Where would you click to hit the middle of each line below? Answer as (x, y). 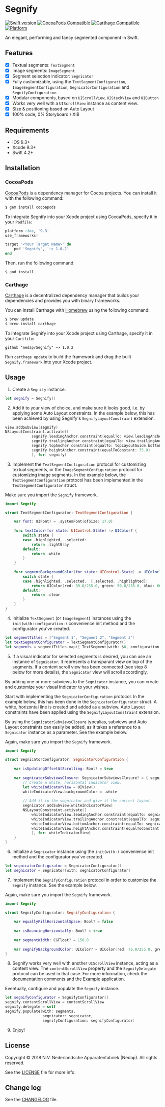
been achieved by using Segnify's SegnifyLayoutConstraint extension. (83, 418)
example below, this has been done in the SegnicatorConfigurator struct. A (81, 701)
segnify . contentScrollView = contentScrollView (55, 1002)
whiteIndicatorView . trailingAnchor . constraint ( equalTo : (90, 819)
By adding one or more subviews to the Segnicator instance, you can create (82, 681)
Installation (23, 168)
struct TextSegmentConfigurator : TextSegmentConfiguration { (69, 513)
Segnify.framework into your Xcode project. (49, 362)
